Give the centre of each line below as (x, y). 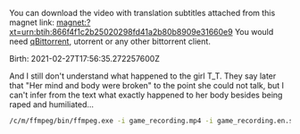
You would (254, 32)
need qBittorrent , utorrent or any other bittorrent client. (110, 41)
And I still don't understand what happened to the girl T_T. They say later (143, 76)
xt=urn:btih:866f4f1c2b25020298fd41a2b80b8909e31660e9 (121, 32)
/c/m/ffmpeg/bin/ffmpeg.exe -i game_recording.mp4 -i (112, 121)
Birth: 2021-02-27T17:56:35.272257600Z (85, 59)
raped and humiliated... (52, 105)
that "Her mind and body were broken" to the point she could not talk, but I (146, 85)
